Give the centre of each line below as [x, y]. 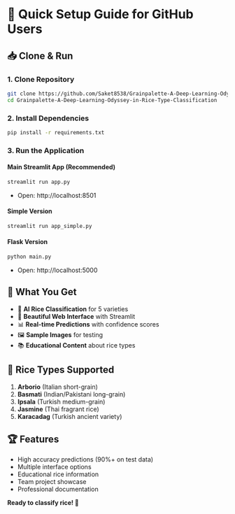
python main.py [29, 257]
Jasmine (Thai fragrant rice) [58, 409]
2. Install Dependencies [48, 118]
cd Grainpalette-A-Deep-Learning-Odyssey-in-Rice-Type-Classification [112, 100]
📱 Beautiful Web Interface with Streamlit [76, 316]
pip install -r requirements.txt [56, 132]
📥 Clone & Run [40, 56]
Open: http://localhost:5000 [57, 270]
